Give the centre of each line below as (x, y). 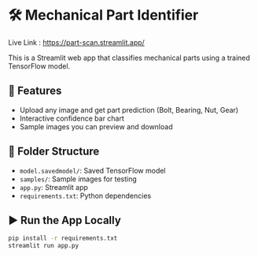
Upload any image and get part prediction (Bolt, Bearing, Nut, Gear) (129, 110)
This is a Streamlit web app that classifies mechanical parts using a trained (129, 58)
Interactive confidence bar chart (72, 118)
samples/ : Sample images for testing (78, 179)
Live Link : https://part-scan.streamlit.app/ (77, 42)
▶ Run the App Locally (65, 220)
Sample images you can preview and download (96, 126)
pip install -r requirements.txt (63, 238)
